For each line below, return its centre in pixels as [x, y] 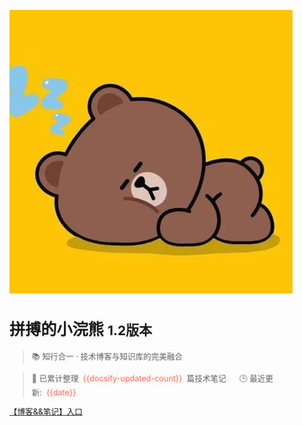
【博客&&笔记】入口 [46, 411]
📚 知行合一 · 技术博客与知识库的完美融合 [107, 356]
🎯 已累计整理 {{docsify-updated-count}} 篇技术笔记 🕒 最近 [148, 378]
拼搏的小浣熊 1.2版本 [81, 330]
